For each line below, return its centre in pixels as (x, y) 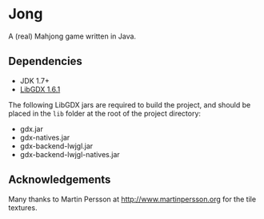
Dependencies (45, 61)
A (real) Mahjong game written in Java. (72, 36)
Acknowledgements (60, 180)
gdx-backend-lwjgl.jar (56, 146)
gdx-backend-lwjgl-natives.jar (70, 154)
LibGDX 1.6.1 (40, 89)
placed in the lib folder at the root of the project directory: (105, 113)
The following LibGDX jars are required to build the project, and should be (130, 104)
